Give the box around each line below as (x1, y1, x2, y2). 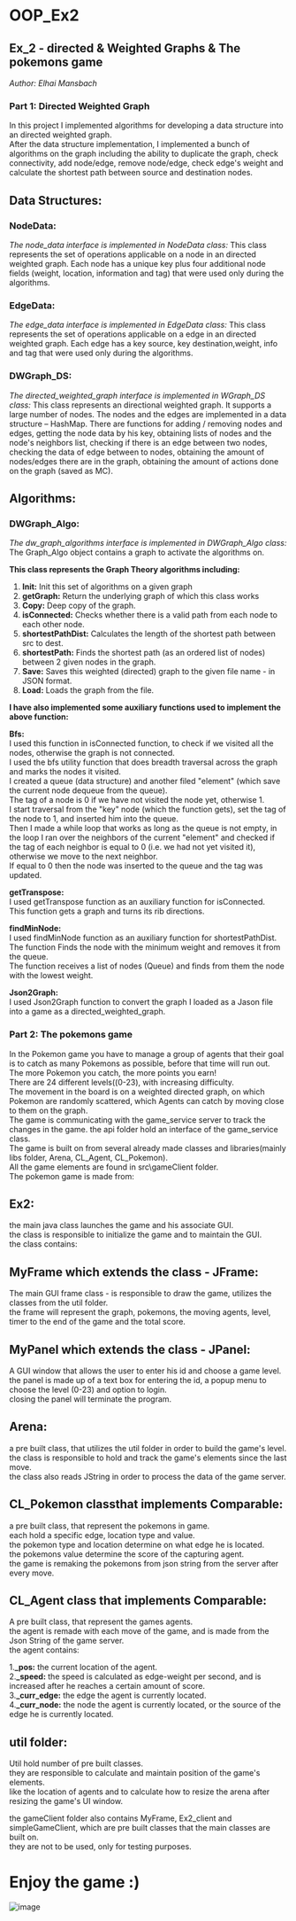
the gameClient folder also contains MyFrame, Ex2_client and (9, 1813, 232, 1824)
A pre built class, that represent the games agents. (9, 1616, 194, 1627)
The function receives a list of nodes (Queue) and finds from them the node (9, 960, 285, 971)
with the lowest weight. (9, 970, 94, 981)
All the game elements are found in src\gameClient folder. (9, 1162, 219, 1172)
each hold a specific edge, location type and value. (9, 1529, 196, 1540)
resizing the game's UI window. (9, 1796, 124, 1807)
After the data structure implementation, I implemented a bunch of (9, 139, 250, 150)
